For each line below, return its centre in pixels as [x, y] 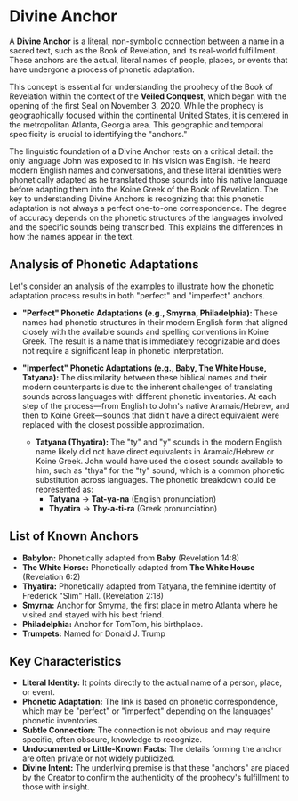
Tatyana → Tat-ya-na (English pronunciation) [133, 499]
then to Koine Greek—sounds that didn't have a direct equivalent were [151, 415]
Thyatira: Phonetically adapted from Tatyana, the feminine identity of [149, 586]
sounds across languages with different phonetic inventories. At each [149, 396]
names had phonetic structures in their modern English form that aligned [155, 322]
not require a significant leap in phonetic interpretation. [123, 350]
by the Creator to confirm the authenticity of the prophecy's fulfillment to [156, 778]
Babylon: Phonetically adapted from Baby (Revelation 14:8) [131, 558]
